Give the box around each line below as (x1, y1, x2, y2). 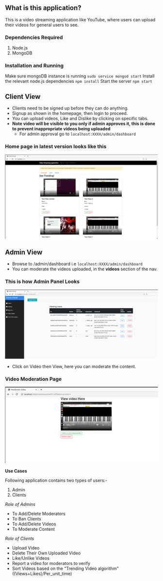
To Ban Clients (12, 516, 41, 521)
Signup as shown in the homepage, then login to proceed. (12, 110, 128, 116)
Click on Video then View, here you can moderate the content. (12, 363, 136, 369)
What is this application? (5, 4, 81, 12)
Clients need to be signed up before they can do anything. (12, 105, 129, 111)
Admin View (5, 248, 43, 256)
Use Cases (5, 468, 28, 474)
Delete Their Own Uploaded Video (12, 550, 81, 556)
